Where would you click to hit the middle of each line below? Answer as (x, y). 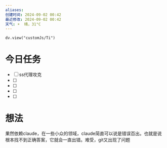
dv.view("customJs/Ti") (30, 38)
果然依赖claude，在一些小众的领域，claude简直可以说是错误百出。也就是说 (83, 134)
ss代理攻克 (30, 75)
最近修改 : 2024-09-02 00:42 (33, 19)
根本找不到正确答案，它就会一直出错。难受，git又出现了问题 (68, 140)
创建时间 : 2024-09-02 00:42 (33, 15)
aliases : (14, 10)
